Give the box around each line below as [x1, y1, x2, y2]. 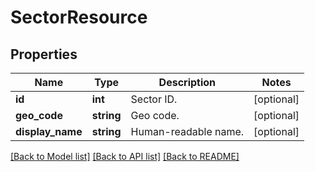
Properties [10, 46, 78, 63]
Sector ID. [130, 92, 178, 106]
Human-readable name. [130, 125, 245, 138]
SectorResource [10, 6, 148, 29]
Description [158, 76, 217, 89]
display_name [15, 125, 83, 138]
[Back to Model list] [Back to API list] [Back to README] [10, 151, 240, 162]
